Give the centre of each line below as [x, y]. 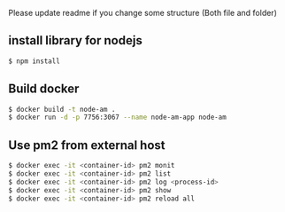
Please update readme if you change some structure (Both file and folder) [143, 13]
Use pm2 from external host [87, 145]
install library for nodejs [75, 40]
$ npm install [35, 61]
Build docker [44, 89]
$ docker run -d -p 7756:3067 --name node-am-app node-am [117, 118]
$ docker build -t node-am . [62, 109]
